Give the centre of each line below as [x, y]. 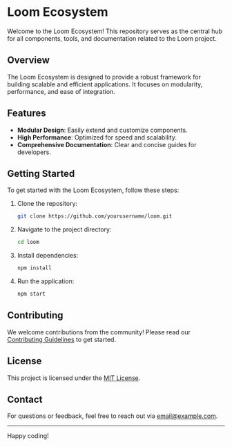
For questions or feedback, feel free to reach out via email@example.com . [113, 416]
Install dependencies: [48, 256]
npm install [34, 268]
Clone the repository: [47, 204]
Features [27, 114]
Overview [29, 60]
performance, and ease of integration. [61, 91]
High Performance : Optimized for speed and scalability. [97, 137]
